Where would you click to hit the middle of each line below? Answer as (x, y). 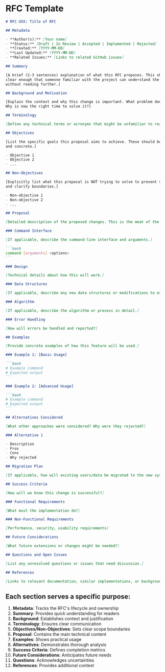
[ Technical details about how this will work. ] (55, 275)
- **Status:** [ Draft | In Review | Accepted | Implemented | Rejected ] (81, 44)
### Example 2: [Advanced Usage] (40, 386)
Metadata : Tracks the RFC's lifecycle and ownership (66, 608)
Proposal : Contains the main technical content (59, 634)
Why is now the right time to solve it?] (48, 106)
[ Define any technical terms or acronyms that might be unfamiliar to (79, 124)
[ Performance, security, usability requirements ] (57, 528)
